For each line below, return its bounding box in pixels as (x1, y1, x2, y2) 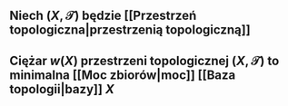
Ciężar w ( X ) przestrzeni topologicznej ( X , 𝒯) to (9, 53, 280, 68)
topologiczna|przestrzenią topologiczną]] (9, 23, 252, 38)
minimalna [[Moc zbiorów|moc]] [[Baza (9, 67, 236, 82)
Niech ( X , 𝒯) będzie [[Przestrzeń (9, 8, 197, 24)
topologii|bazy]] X (9, 82, 115, 97)
